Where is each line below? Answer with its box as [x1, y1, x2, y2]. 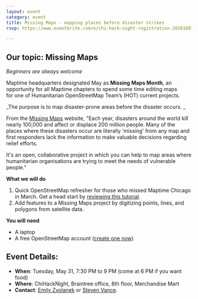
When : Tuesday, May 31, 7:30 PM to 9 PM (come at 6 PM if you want [14, 267, 182, 275]
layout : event [6, 8, 41, 15]
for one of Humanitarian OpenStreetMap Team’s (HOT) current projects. [6, 92, 180, 99]
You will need [6, 217, 40, 225]
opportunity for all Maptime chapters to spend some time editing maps [6, 86, 178, 93]
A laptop [14, 229, 35, 236]
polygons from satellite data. [14, 206, 84, 213]
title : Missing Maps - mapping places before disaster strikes [6, 19, 165, 25]
